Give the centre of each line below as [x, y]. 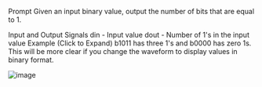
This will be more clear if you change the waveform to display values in [123, 51]
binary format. [31, 60]
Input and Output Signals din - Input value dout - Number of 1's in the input [129, 35]
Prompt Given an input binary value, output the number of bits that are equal [131, 11]
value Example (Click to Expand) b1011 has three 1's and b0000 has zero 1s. [130, 43]
